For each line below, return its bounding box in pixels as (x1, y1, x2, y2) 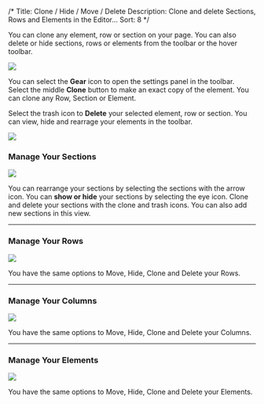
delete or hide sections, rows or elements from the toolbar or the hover (8, 38, 238, 48)
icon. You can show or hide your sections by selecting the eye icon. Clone (8, 192, 249, 202)
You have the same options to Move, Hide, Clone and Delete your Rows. (8, 268, 241, 278)
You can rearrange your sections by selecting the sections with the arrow (8, 184, 246, 193)
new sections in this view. (8, 209, 91, 218)
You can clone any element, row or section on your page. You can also (8, 31, 237, 39)
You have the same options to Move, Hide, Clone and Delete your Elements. (8, 388, 253, 397)
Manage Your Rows (8, 235, 84, 246)
